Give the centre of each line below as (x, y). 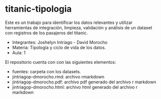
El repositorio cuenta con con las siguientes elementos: (60, 62)
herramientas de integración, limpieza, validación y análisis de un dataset (79, 27)
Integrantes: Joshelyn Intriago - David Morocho (60, 42)
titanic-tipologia (39, 9)
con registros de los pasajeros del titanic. (46, 33)
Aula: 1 (19, 53)
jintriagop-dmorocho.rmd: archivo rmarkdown (58, 77)
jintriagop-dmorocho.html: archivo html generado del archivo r (75, 87)
